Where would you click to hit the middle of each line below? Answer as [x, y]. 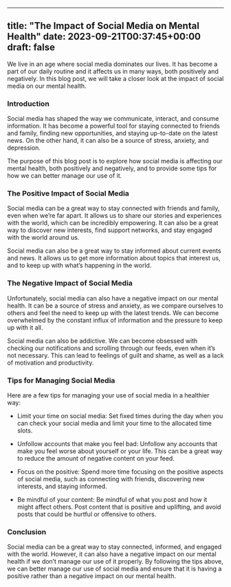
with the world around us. [43, 238]
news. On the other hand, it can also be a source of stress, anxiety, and [108, 141]
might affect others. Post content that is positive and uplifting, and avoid [119, 507]
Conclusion [27, 531]
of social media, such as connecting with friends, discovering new [111, 479]
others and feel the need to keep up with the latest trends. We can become [113, 312]
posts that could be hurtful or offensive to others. [87, 514]
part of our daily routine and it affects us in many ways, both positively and [113, 71]
